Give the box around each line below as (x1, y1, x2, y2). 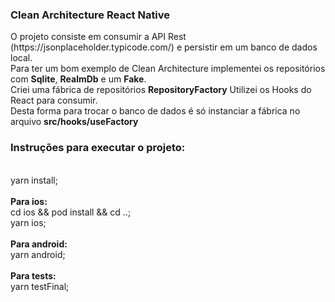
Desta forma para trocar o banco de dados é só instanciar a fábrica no (10, 105, 301, 117)
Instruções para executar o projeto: (10, 141, 186, 155)
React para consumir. (10, 94, 98, 107)
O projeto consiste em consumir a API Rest (10, 31, 187, 43)
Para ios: (10, 195, 48, 207)
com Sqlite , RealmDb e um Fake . (10, 73, 147, 85)
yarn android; (10, 248, 66, 260)
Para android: (10, 238, 68, 250)
